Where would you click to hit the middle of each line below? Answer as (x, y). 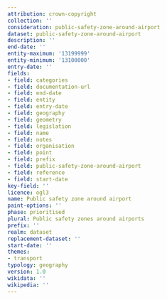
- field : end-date (34, 93)
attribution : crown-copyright (52, 14)
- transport (25, 259)
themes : (19, 252)
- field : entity (31, 100)
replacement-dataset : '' (44, 239)
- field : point (30, 153)
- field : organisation (41, 146)
